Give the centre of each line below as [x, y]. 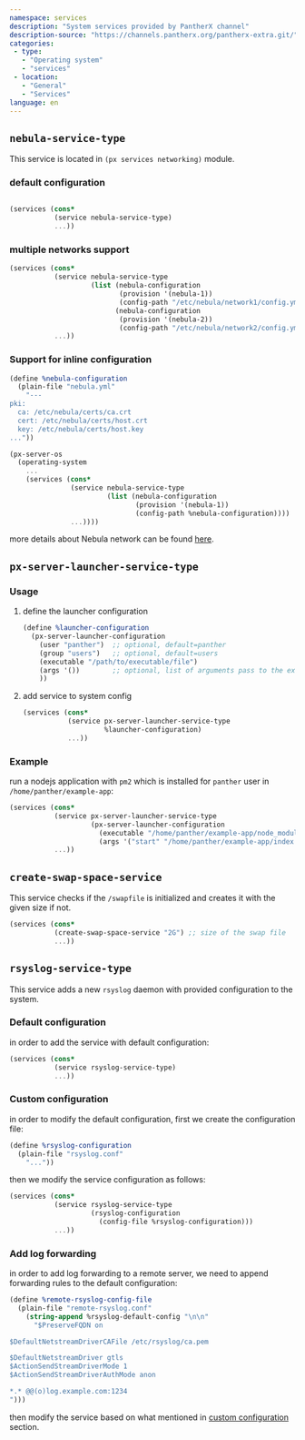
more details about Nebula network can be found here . [112, 539]
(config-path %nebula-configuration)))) [212, 513]
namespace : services [49, 18]
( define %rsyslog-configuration [70, 1145]
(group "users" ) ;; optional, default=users [129, 653]
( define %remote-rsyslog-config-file [81, 1300]
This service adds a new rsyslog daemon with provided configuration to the [151, 989]
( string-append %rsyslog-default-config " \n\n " [117, 1316]
